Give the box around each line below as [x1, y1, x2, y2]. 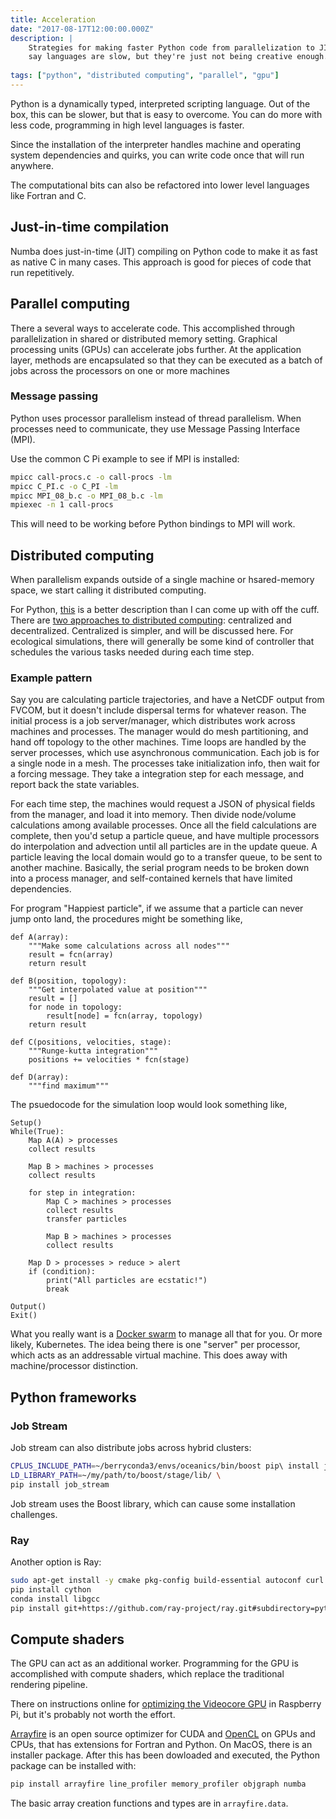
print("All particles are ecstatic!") [46, 1276, 208, 1286]
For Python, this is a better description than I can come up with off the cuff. [10, 604, 320, 616]
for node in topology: [28, 1002, 123, 1013]
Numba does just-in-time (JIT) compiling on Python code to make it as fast [10, 245, 318, 257]
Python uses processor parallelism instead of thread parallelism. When [10, 412, 302, 424]
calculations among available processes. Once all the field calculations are [10, 819, 317, 831]
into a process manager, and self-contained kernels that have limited [10, 872, 293, 885]
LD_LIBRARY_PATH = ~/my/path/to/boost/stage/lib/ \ [10, 1470, 222, 1480]
